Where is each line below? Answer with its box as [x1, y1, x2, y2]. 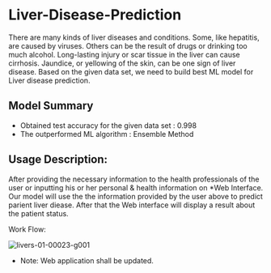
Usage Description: [8, 152, 108, 167]
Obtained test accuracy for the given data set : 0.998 [19, 120, 197, 130]
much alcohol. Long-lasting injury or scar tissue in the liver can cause [8, 49, 240, 59]
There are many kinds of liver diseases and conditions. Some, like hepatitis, [8, 32, 260, 42]
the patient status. [8, 208, 69, 218]
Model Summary [8, 99, 94, 113]
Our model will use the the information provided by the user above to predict [8, 191, 263, 201]
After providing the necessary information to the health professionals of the [8, 174, 260, 184]
